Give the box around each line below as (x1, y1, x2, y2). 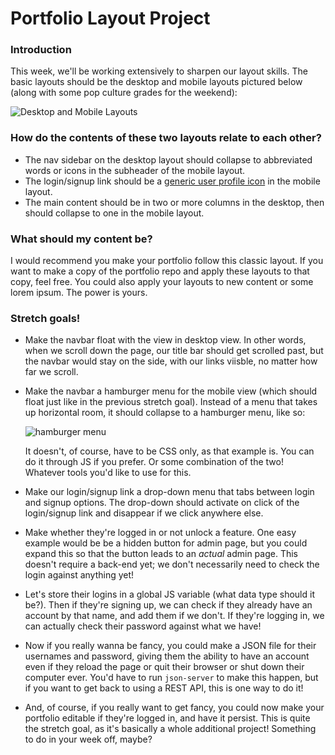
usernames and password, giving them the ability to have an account (24, 650, 310, 662)
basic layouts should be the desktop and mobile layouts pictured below (10, 76, 303, 88)
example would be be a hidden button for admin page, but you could (24, 537, 308, 549)
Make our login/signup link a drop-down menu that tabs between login (24, 486, 315, 498)
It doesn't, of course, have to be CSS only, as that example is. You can (24, 445, 315, 457)
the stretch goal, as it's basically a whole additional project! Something (24, 723, 317, 735)
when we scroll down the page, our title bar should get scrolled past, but (24, 345, 324, 357)
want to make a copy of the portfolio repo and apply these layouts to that (10, 265, 310, 277)
